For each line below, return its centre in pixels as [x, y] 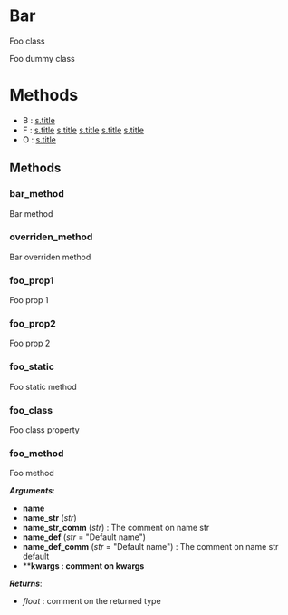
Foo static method [43, 386]
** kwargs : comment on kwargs [83, 566]
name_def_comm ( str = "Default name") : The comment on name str [150, 547]
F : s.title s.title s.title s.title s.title [83, 130]
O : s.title [39, 139]
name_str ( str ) [49, 518]
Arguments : [33, 491]
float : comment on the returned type [91, 601]
